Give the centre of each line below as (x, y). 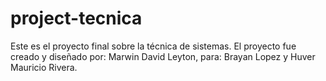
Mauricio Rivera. (44, 67)
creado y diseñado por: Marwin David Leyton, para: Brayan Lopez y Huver (163, 56)
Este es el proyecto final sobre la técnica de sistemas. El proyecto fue (153, 46)
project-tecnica (76, 18)
